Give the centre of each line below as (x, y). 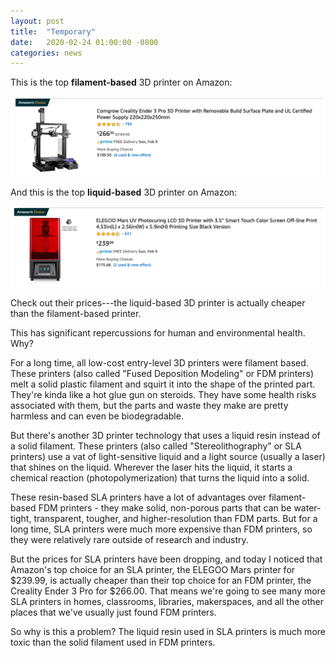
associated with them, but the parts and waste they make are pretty (149, 405)
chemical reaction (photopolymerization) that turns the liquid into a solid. (160, 477)
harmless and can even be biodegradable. (97, 416)
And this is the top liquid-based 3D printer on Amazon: (124, 192)
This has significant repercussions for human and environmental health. (158, 332)
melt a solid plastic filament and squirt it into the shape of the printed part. (163, 384)
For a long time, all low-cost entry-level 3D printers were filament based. (159, 362)
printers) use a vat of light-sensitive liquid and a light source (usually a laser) (168, 456)
